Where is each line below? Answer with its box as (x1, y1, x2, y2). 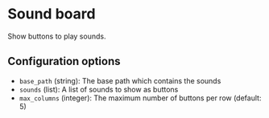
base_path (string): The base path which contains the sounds (19, 75, 221, 85)
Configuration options (7, 55, 122, 68)
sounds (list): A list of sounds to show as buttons (19, 84, 179, 94)
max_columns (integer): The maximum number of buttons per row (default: (19, 93, 262, 103)
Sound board (7, 5, 96, 23)
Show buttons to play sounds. (7, 31, 106, 41)
